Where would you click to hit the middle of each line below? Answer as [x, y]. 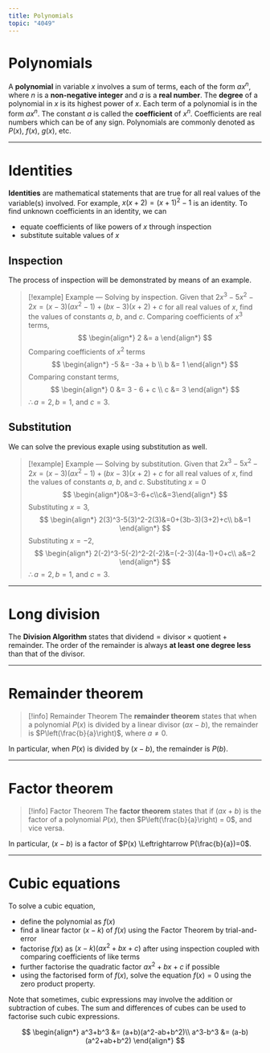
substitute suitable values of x [70, 236]
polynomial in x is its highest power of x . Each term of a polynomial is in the [133, 104]
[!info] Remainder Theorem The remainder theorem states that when [142, 715]
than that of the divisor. [47, 654]
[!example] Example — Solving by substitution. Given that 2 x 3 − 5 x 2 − [143, 463]
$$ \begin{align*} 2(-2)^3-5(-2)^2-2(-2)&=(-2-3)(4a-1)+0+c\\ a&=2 [145, 553]
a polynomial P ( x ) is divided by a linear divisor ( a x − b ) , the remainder [143, 724]
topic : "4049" [32, 23]
